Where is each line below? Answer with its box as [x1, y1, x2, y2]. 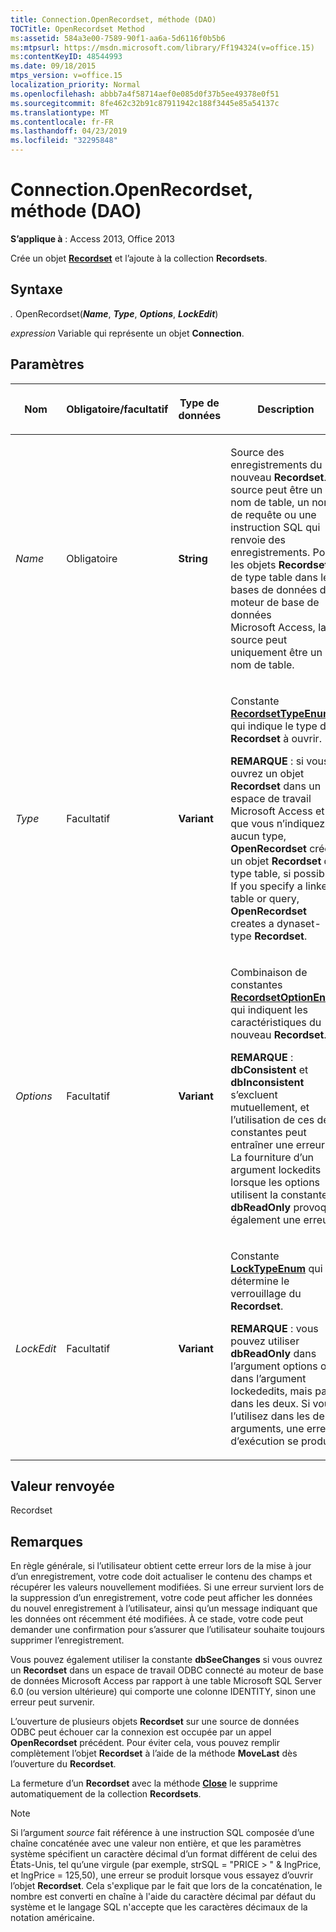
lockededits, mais [230, 1384, 313, 1398]
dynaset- [276, 916, 322, 930]
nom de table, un [230, 495, 310, 509]
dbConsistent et [230, 1062, 309, 1076]
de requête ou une [230, 507, 317, 521]
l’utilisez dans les [230, 1409, 311, 1423]
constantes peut [230, 1125, 307, 1139]
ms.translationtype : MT [10, 107, 110, 118]
